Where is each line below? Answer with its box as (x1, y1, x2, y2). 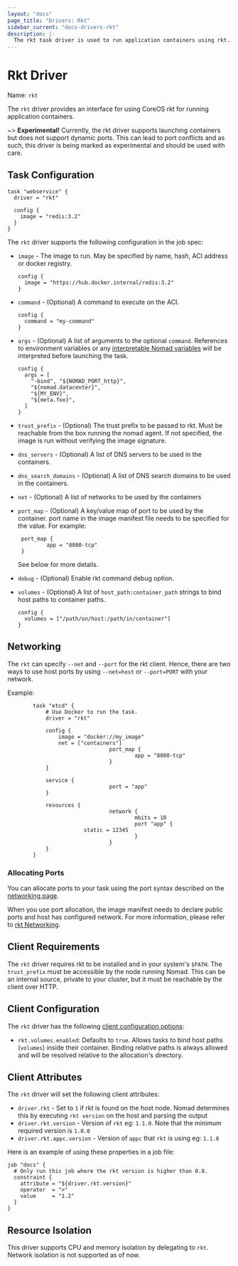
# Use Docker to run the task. (45, 708, 139, 715)
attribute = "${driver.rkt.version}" (20, 1180, 132, 1187)
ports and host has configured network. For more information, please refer (7, 912, 225, 921)
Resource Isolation (7, 1224, 92, 1236)
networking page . (7, 891, 59, 899)
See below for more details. (17, 560, 99, 568)
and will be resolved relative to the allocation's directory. (17, 1051, 183, 1059)
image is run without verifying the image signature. (17, 436, 167, 445)
